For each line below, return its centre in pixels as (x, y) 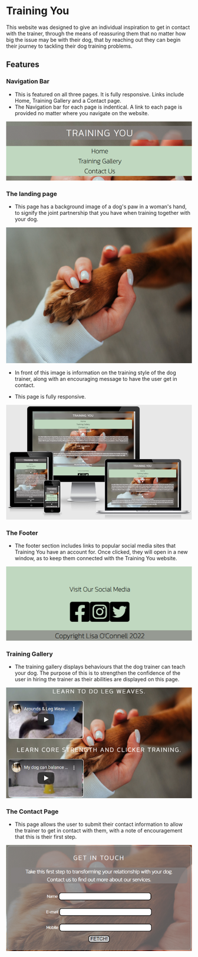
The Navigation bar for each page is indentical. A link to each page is (98, 107)
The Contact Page (32, 811)
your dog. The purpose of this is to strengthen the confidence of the (98, 673)
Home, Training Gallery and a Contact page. (68, 100)
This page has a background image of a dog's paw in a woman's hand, (100, 207)
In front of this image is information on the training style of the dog (95, 373)
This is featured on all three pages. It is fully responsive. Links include (99, 94)
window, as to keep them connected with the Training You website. (96, 558)
